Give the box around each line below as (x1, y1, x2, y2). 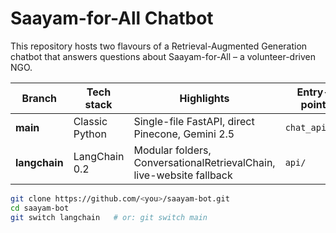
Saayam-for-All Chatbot (10, 7, 214, 30)
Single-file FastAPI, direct (133, 114, 255, 128)
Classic (73, 114, 108, 128)
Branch (21, 91, 58, 105)
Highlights (179, 91, 230, 105)
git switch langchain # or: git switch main (10, 212, 208, 222)
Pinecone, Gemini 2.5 (133, 127, 235, 141)
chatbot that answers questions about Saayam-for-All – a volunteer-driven (10, 50, 316, 62)
